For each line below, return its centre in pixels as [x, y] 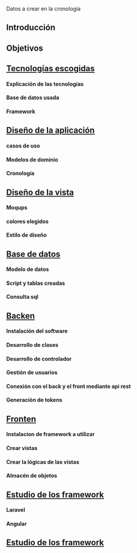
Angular [17, 523]
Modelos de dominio [32, 160]
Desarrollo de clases [32, 345]
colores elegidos [28, 221]
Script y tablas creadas [36, 283]
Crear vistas [22, 448]
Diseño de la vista [40, 192]
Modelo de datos [28, 269]
